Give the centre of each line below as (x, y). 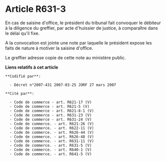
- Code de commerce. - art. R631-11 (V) (52, 141)
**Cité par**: (20, 93)
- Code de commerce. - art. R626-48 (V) (52, 137)
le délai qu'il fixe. (22, 33)
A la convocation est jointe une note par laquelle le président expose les (79, 42)
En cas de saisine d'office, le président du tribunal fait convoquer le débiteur (83, 23)
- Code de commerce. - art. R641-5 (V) (51, 154)
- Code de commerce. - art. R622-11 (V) (52, 128)
